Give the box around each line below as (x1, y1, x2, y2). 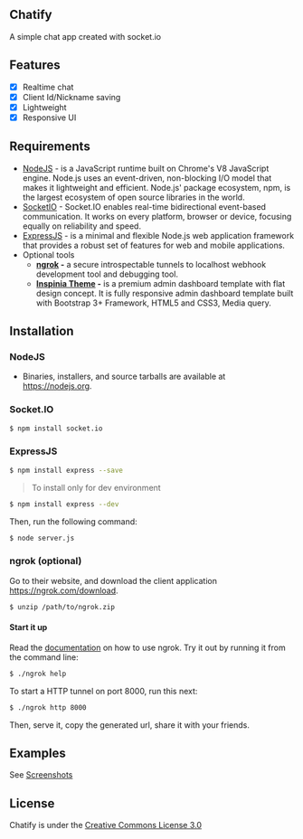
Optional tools (22, 249, 75, 260)
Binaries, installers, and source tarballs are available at (22, 371, 226, 382)
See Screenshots (9, 769, 73, 780)
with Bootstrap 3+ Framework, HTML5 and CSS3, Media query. (35, 297, 271, 308)
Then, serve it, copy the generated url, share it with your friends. (9, 719, 251, 731)
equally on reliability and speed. (22, 221, 142, 231)
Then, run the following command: (9, 515, 137, 527)
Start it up (9, 622, 48, 633)
